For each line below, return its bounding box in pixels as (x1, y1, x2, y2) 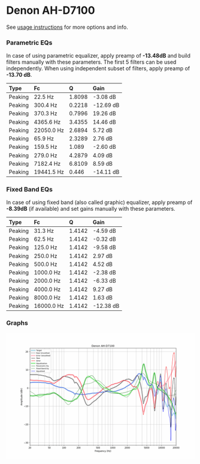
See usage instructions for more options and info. (6, 23, 129, 31)
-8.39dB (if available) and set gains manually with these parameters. (6, 205, 175, 212)
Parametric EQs (6, 38, 53, 47)
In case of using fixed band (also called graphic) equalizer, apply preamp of (6, 199, 193, 206)
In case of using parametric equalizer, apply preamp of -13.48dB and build (6, 52, 190, 59)
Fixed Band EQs (6, 185, 53, 193)
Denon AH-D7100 (6, 4, 95, 17)
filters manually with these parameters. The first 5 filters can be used (6, 58, 177, 66)
